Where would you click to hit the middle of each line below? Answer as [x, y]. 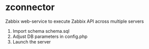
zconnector [30, 7]
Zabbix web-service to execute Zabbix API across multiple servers [75, 21]
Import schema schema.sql [41, 31]
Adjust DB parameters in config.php [50, 36]
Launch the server [32, 41]
